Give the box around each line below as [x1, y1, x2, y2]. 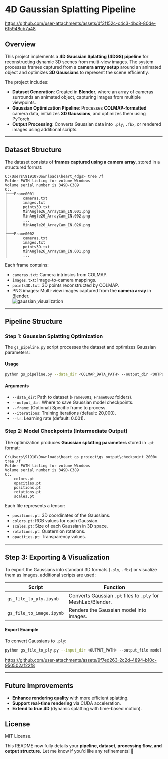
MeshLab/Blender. [69, 598, 112, 605]
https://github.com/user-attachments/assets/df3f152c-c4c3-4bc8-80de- [5, 20, 156, 26]
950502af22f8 [5, 662, 35, 668]
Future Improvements [5, 682, 74, 690]
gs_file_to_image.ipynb [7, 610, 64, 616]
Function [103, 584, 126, 591]
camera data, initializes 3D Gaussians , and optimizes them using [12, 110, 146, 116]
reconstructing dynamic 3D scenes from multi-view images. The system [5, 59, 154, 65]
